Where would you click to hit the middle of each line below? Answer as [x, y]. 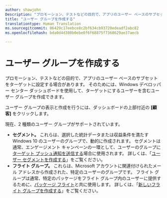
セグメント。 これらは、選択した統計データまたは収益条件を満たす [81, 134]
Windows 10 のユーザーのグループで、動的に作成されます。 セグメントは [86, 141]
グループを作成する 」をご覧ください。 [61, 191]
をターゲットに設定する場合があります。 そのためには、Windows [72, 84]
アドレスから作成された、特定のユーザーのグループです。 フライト [86, 172]
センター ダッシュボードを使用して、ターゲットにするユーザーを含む [81, 91]
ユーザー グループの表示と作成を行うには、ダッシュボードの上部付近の [78, 107]
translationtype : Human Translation [43, 24]
